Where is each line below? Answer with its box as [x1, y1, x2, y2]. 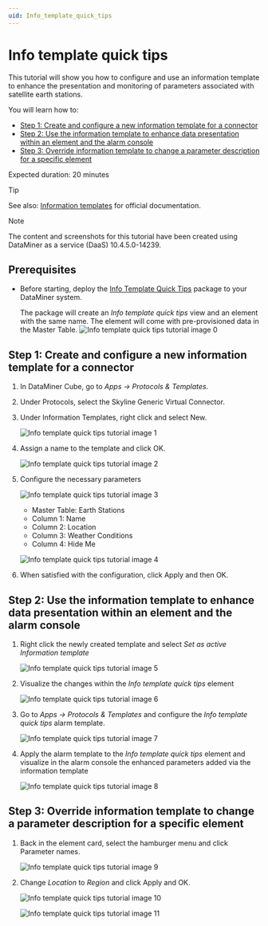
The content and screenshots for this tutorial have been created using [8, 231, 238, 241]
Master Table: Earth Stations [31, 506, 125, 515]
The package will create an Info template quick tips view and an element [19, 308, 258, 317]
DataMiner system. [19, 293, 82, 302]
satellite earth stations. [8, 89, 83, 99]
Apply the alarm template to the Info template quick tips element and [19, 749, 246, 759]
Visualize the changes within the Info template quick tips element [19, 679, 235, 688]
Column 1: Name [31, 514, 86, 523]
